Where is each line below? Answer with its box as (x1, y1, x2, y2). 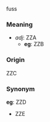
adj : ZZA (14, 34, 37, 41)
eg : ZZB (23, 41, 44, 48)
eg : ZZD (6, 98, 27, 106)
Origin (6, 56, 25, 64)
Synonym (6, 84, 35, 93)
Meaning (6, 20, 33, 29)
